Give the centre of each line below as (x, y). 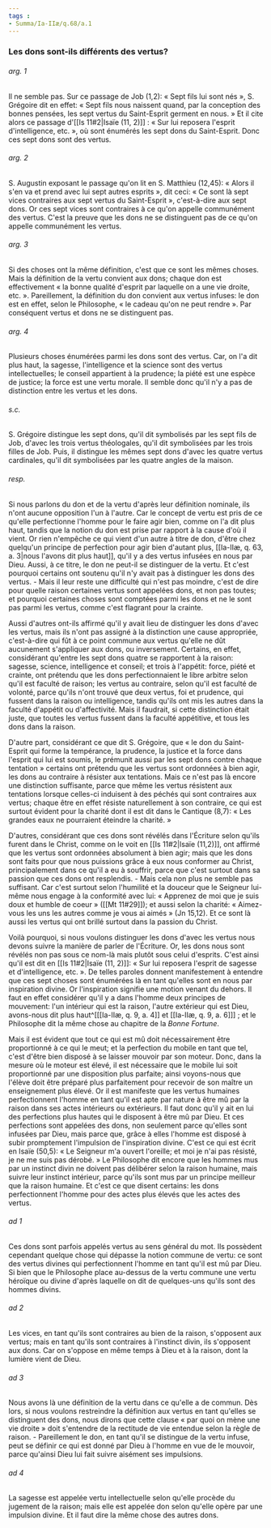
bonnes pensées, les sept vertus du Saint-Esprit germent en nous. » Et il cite (136, 113)
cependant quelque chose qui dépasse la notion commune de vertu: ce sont (135, 1255)
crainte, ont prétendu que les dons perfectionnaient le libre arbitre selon (128, 674)
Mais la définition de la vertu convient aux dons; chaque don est (115, 278)
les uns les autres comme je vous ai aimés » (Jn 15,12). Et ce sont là (138, 913)
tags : (19, 16)
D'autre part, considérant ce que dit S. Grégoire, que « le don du (116, 742)
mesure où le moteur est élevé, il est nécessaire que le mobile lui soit (123, 1065)
